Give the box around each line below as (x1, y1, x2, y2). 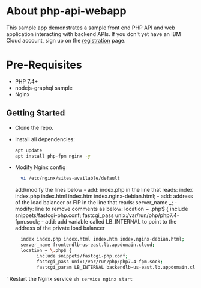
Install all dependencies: (14, 135, 75, 142)
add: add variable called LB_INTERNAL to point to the (44, 218, 177, 225)
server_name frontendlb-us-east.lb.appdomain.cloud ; (20, 242, 155, 248)
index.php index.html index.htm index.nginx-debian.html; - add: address (14, 192, 193, 200)
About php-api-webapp (6, 4, 127, 18)
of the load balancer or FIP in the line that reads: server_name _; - (14, 199, 178, 206)
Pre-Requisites (6, 58, 82, 72)
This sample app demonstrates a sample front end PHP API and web (6, 24, 176, 31)
